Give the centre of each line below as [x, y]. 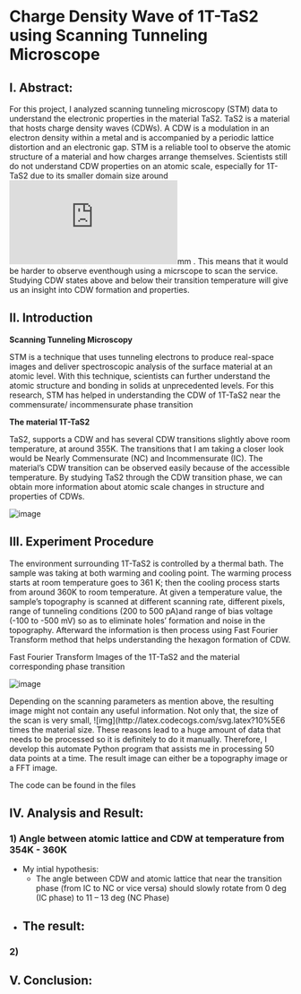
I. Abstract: [41, 87]
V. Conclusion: [51, 981]
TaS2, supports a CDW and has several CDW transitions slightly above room [150, 439]
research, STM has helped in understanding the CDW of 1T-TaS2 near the [145, 395]
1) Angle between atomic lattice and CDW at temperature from [147, 838]
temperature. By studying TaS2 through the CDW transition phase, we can [146, 477]
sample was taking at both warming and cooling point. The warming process [150, 573]
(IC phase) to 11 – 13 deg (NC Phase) [103, 898]
